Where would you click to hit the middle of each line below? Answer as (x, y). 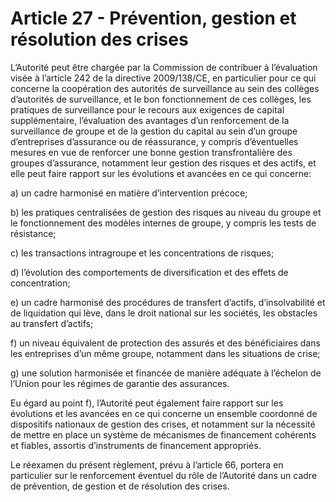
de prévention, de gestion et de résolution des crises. (120, 486)
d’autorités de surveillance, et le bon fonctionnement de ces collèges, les (161, 99)
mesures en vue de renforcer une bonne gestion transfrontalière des (151, 152)
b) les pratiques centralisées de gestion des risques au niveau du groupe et (166, 212)
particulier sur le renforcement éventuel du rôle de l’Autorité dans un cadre (164, 475)
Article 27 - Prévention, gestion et (153, 18)
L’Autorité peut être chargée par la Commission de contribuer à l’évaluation (164, 67)
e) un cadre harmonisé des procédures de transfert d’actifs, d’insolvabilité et (168, 302)
